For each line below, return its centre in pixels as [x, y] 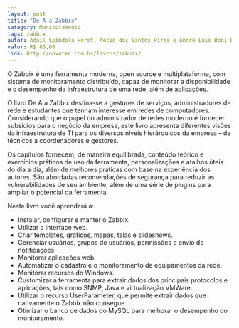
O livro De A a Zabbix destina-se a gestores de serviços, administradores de [119, 102]
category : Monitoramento [44, 27]
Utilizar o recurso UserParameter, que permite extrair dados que [112, 295]
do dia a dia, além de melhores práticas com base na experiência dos [109, 169]
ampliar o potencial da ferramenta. [58, 192]
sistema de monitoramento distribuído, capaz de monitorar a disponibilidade [119, 81]
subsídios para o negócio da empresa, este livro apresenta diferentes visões [119, 125]
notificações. [37, 250]
